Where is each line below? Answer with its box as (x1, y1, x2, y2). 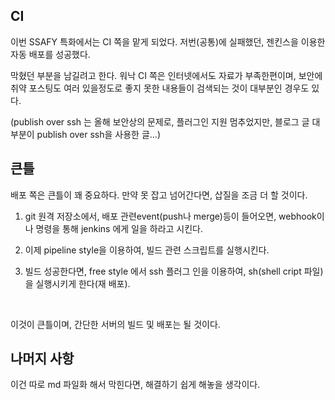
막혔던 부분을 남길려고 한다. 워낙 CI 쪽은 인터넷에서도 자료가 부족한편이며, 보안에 (10, 69, 323, 81)
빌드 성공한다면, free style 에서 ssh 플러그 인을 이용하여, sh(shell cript (24, 265, 302, 277)
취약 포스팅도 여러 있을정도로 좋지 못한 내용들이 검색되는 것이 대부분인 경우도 (10, 82, 310, 94)
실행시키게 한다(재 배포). (35, 277, 131, 289)
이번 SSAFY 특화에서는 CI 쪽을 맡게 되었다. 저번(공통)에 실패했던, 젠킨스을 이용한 (10, 35, 326, 48)
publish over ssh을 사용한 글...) (36, 128, 162, 140)
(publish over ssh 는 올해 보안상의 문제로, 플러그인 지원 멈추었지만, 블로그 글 (10, 115, 310, 128)
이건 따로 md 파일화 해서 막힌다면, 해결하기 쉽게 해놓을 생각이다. (10, 379, 261, 391)
